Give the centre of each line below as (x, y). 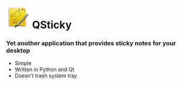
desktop (18, 50)
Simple (23, 63)
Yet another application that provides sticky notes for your (91, 43)
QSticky (52, 25)
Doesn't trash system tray (46, 76)
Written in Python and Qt (44, 70)
